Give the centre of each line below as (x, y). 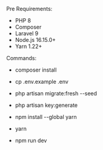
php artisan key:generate (46, 105)
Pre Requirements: (29, 9)
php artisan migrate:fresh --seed (56, 93)
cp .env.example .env (42, 82)
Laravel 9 (27, 33)
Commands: (22, 58)
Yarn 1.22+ (28, 46)
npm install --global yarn (46, 117)
